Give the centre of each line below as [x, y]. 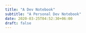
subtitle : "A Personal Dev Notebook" [43, 14]
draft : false [18, 23]
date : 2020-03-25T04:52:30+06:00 [39, 18]
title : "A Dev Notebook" [30, 9]
